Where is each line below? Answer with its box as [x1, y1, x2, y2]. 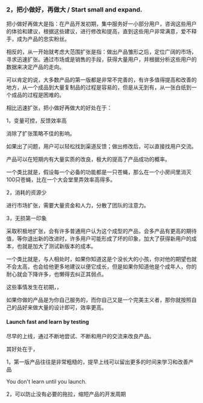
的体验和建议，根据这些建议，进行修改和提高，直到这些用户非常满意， [6, 28, 181, 35]
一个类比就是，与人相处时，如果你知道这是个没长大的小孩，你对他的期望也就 [6, 255, 197, 263]
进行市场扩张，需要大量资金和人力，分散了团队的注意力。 [6, 201, 149, 209]
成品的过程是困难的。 [11, 91, 65, 99]
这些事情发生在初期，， [6, 283, 62, 291]
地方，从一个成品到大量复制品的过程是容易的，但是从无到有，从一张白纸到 [6, 84, 192, 91]
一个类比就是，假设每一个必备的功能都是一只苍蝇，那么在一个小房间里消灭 [6, 168, 192, 176]
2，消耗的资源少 [6, 189, 47, 196]
